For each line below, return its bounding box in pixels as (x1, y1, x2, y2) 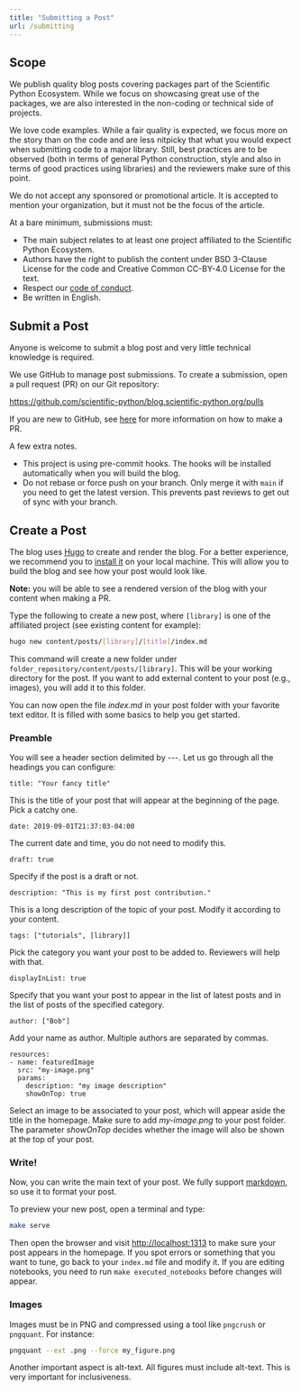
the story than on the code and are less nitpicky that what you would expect (9, 134, 291, 145)
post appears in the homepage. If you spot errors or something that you (9, 1247, 276, 1258)
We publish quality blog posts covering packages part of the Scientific (9, 78, 270, 90)
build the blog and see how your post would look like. (9, 565, 207, 577)
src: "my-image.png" (17, 1066, 95, 1075)
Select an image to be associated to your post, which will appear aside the (9, 1105, 286, 1116)
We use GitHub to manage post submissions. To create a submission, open (9, 369, 288, 380)
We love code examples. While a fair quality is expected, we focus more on (9, 125, 288, 136)
